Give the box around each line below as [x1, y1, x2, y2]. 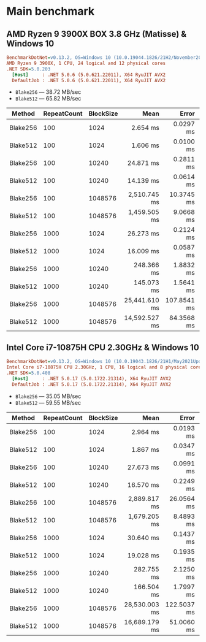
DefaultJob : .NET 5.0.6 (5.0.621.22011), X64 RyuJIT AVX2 [12, 77, 166, 83]
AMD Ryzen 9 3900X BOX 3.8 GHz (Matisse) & [6, 29, 187, 39]
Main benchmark [6, 4, 95, 18]
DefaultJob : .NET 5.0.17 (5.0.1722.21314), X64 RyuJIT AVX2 [12, 381, 172, 388]
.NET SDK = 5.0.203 [6, 66, 51, 72]
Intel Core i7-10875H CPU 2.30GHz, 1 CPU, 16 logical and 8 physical [6, 364, 188, 370]
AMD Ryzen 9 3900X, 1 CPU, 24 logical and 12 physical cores [6, 60, 166, 66]
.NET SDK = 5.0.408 [6, 370, 51, 376]
